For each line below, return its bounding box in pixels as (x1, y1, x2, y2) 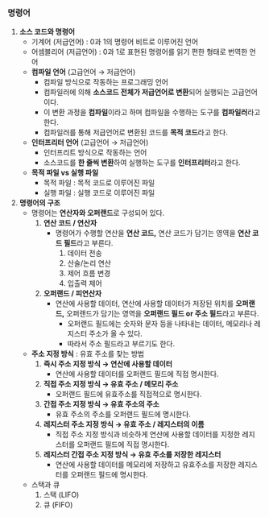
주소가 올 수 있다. (89, 329, 143, 339)
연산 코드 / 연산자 (43, 218, 97, 228)
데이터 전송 (67, 248, 102, 258)
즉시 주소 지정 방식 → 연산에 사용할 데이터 (43, 359, 172, 369)
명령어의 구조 (19, 198, 61, 208)
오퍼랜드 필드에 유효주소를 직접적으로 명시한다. (55, 389, 202, 399)
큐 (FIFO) (43, 500, 73, 510)
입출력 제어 (67, 279, 102, 288)
